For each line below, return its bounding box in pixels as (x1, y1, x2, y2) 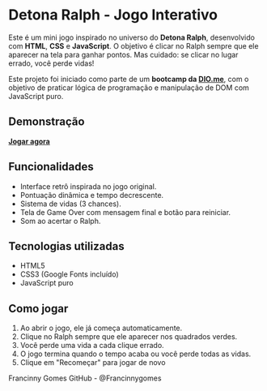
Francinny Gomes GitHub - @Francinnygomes (8, 373, 162, 383)
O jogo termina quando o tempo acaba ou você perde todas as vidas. (19, 349, 252, 359)
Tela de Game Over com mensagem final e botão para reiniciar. (19, 207, 231, 217)
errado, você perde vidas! (8, 58, 95, 68)
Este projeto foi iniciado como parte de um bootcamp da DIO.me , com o (8, 74, 249, 84)
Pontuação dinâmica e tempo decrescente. (19, 190, 164, 200)
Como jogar (8, 302, 69, 316)
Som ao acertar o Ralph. (19, 216, 101, 226)
